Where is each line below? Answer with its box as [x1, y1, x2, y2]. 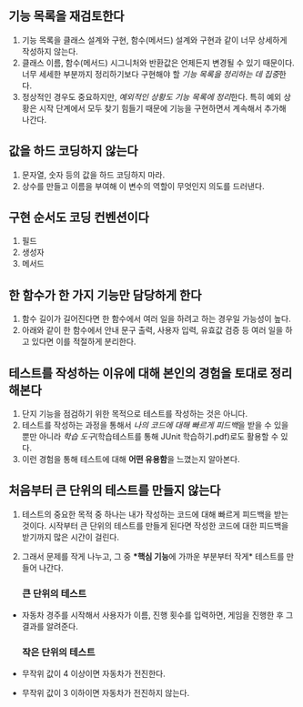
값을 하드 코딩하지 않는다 [8, 144, 138, 159]
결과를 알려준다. [21, 621, 78, 632]
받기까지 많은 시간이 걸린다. [21, 531, 120, 542]
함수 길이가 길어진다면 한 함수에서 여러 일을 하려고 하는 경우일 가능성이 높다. [21, 313, 292, 325]
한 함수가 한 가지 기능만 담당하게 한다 [8, 288, 202, 303]
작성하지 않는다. [21, 45, 78, 56]
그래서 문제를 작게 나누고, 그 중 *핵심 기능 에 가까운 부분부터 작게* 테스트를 [21, 550, 285, 561]
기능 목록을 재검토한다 [8, 8, 125, 25]
